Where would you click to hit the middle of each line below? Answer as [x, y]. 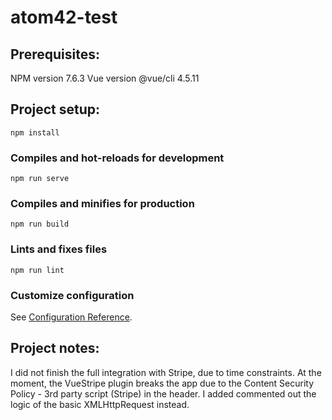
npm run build [40, 224]
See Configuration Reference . [71, 317]
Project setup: [55, 109]
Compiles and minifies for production [102, 204]
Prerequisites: [55, 54]
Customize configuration [72, 295]
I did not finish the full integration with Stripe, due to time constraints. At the [166, 372]
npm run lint [37, 270]
